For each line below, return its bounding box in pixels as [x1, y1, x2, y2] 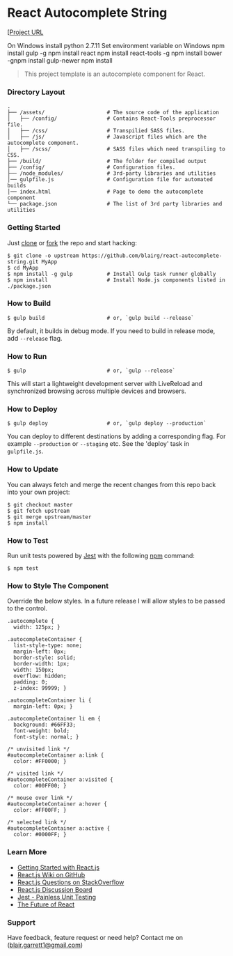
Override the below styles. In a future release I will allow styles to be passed [7, 597, 225, 606]
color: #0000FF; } [13, 831, 67, 838]
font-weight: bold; [13, 727, 70, 734]
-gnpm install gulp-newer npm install [7, 56, 113, 64]
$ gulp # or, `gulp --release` [7, 367, 176, 374]
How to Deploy [7, 404, 58, 414]
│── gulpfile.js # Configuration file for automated [7, 176, 214, 183]
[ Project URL [7, 28, 44, 36]
